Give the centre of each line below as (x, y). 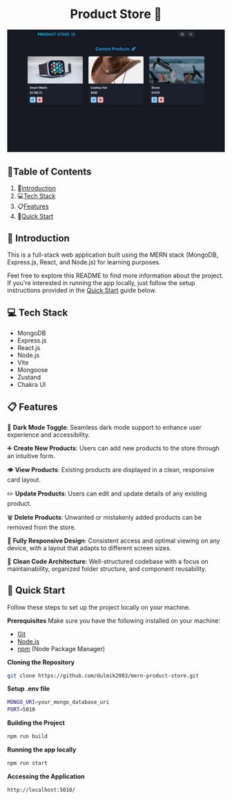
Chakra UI (31, 384)
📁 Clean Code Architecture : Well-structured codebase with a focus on (108, 561)
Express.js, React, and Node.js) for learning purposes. (84, 262)
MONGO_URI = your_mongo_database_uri (58, 702)
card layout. (24, 480)
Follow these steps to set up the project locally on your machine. (99, 607)
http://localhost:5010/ (41, 790)
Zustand (29, 377)
